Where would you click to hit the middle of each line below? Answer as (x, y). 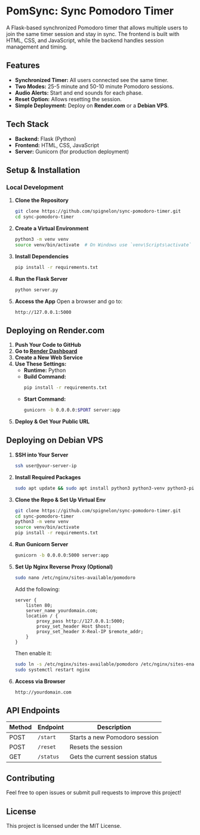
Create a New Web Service (49, 358)
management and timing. (37, 47)
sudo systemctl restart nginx (53, 670)
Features (23, 66)
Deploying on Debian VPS (55, 441)
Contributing (30, 778)
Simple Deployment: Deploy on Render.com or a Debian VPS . (92, 105)
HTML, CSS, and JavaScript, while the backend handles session (85, 40)
